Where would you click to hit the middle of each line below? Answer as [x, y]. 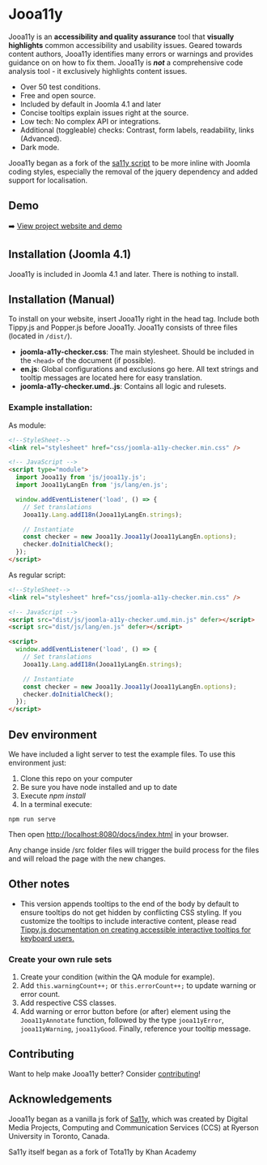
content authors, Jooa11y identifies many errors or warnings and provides [131, 54]
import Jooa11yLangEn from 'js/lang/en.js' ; [92, 485]
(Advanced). [41, 138]
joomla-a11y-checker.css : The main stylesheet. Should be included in [137, 352]
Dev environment [53, 734]
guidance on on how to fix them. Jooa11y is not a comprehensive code [126, 63]
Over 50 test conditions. [60, 87]
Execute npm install [53, 796]
